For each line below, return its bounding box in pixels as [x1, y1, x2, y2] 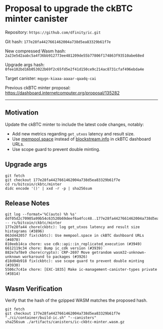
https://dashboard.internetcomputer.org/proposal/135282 [5, 90, 120, 96]
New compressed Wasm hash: [5, 48, 66, 54]
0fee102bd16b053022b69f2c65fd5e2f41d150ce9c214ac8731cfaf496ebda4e [5, 66, 145, 72]
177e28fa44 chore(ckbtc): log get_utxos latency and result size [5, 225, 140, 230]
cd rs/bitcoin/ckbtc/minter [5, 181, 62, 187]
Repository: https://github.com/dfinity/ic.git [5, 29, 101, 35]
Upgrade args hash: [5, 62, 45, 67]
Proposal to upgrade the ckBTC [5, 3, 133, 14]
